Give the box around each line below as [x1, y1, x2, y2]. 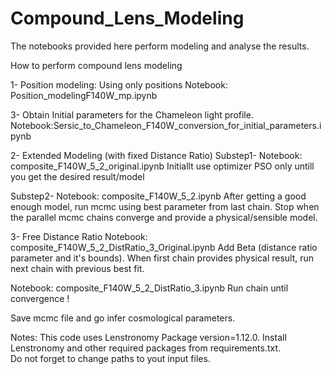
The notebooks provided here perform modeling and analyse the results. [10, 40, 310, 52]
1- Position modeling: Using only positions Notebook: [10, 78, 228, 91]
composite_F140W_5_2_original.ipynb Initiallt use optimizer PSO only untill [10, 160, 315, 172]
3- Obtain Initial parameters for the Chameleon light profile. [10, 108, 254, 121]
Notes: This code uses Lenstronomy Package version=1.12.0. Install [10, 331, 287, 343]
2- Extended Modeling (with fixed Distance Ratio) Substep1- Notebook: [10, 149, 303, 161]
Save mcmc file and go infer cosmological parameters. [10, 312, 236, 324]
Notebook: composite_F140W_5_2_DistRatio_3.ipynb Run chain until [10, 282, 289, 294]
